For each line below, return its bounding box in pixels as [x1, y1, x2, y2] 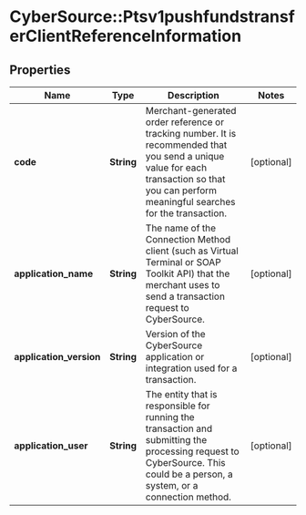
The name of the [145, 221, 217, 234]
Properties [9, 62, 71, 77]
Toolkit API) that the [145, 267, 230, 280]
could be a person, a [145, 468, 234, 480]
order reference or [145, 116, 225, 129]
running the [145, 411, 195, 423]
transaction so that [145, 173, 226, 185]
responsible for [145, 399, 211, 412]
